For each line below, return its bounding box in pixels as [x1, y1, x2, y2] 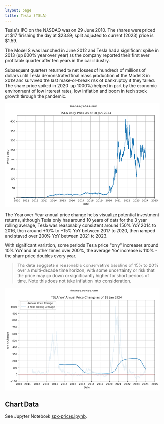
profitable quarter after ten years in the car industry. [5, 57, 110, 63]
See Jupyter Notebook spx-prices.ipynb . [5, 413, 87, 419]
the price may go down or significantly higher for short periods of [17, 273, 149, 279]
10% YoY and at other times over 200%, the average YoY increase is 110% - [5, 248, 158, 254]
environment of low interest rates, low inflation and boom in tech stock [5, 88, 147, 94]
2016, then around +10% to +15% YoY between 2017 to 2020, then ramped [5, 228, 156, 234]
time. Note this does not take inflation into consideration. [17, 278, 131, 284]
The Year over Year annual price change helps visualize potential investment [5, 212, 159, 218]
